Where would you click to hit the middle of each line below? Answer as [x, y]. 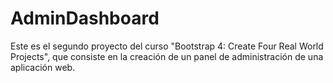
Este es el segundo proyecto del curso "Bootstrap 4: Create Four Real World [167, 46]
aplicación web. [43, 67]
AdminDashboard [85, 18]
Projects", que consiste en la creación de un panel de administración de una [167, 56]
